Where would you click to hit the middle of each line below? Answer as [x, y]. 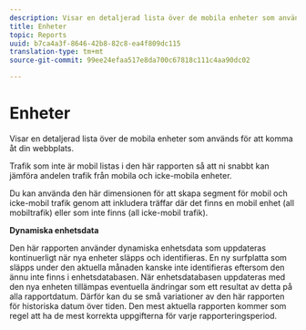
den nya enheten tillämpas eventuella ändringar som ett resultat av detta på [151, 286]
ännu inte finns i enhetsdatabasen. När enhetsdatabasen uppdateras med [148, 277]
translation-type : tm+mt [56, 52]
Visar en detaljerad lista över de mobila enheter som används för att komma [151, 139]
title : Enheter [38, 26]
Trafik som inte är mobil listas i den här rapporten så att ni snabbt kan [140, 166]
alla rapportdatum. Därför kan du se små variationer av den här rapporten [147, 296]
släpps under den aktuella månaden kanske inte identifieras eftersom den [147, 267]
